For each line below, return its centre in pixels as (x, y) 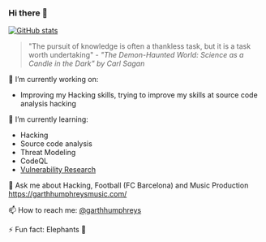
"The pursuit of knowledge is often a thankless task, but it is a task (139, 46)
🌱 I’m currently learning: (49, 119)
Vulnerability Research (58, 170)
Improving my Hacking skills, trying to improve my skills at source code (139, 95)
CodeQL (34, 161)
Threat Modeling (48, 153)
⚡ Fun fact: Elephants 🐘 (47, 230)
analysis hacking (48, 104)
